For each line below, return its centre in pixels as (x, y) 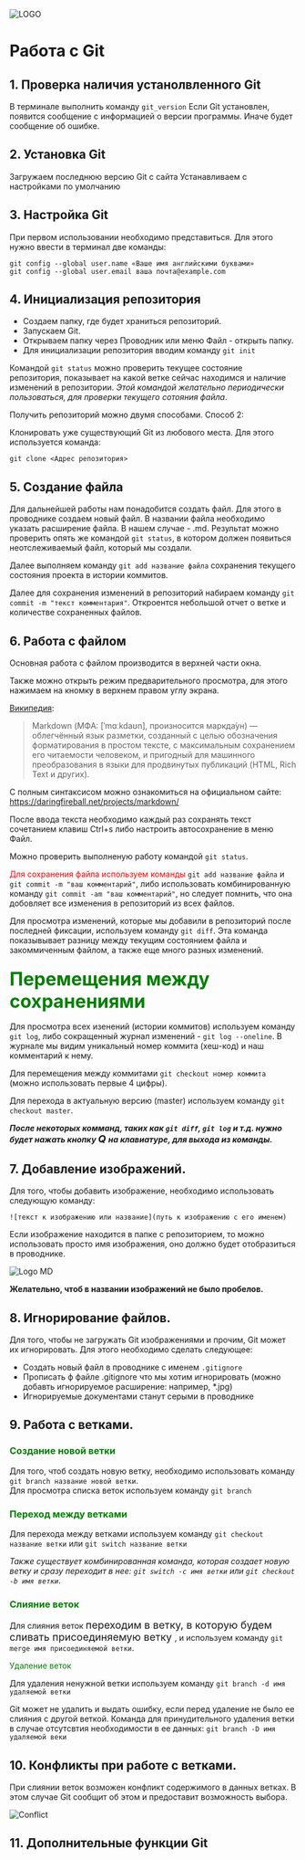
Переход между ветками (68, 1514)
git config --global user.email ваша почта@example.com (117, 271)
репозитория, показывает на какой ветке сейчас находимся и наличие (148, 378)
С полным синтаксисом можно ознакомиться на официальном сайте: (146, 792)
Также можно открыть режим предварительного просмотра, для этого (149, 681)
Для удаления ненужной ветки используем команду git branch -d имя (147, 1684)
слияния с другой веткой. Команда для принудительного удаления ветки (152, 1719)
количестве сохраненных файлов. (76, 613)
